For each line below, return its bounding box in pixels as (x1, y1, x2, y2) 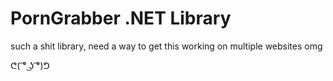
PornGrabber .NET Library (10, 7, 232, 30)
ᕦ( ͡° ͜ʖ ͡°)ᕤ (10, 59, 50, 71)
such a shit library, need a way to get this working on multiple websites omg (10, 40, 323, 52)
